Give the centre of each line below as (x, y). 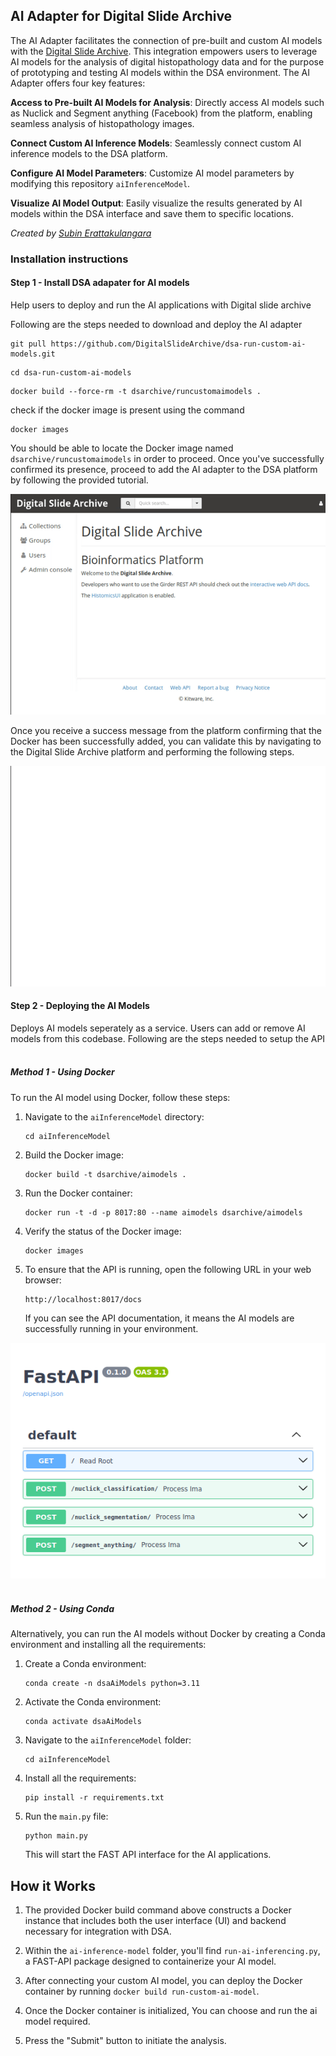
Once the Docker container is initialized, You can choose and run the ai (171, 2011)
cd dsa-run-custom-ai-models (71, 372)
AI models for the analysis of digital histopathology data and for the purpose (167, 61)
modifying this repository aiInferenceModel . (100, 183)
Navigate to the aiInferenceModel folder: (108, 1740)
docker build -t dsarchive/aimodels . (105, 1174)
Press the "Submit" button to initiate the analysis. (125, 2041)
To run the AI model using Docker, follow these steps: (120, 1097)
